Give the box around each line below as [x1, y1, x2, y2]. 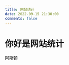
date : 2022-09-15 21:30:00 [5, 12, 59, 16]
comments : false [5, 16, 37, 21]
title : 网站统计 [5, 7, 34, 12]
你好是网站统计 [5, 38, 64, 49]
